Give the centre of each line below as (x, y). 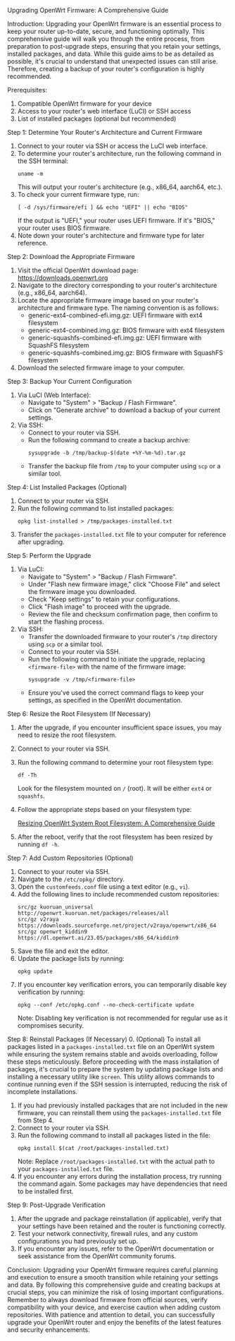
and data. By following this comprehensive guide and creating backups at (114, 1285)
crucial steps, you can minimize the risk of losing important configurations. (115, 1292)
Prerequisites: (27, 90)
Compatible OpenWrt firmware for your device (85, 104)
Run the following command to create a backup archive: (109, 440)
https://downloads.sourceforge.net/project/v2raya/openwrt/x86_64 (117, 926)
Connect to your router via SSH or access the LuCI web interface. (112, 146)
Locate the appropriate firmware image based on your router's (108, 300)
